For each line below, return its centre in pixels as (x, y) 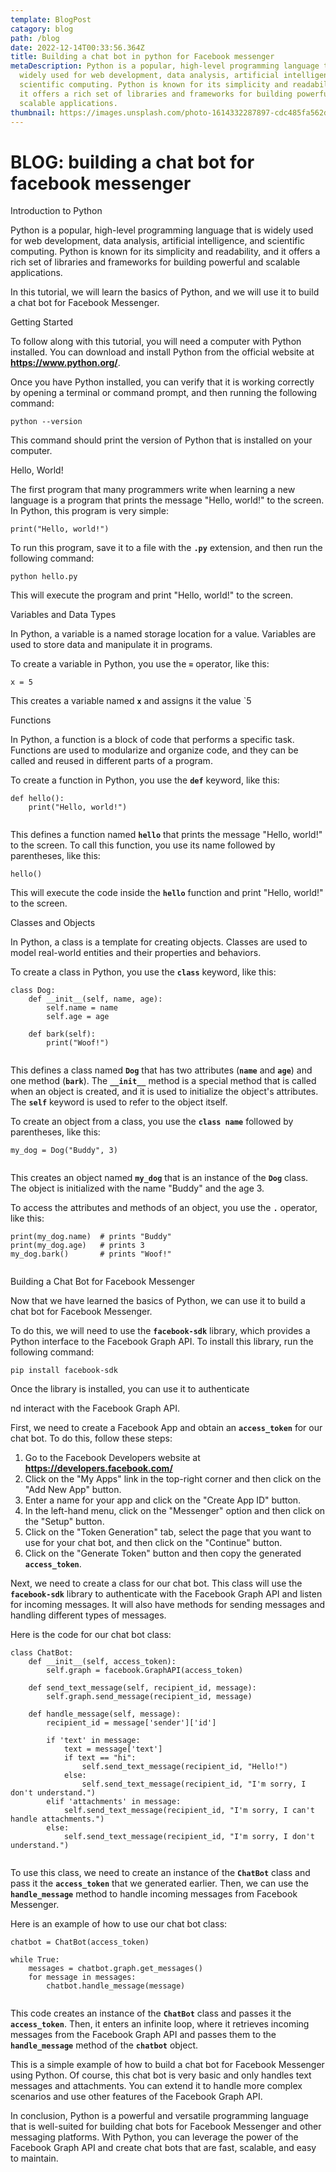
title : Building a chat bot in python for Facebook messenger (142, 57)
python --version (46, 422)
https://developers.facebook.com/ (98, 1468)
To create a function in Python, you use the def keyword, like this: (145, 780)
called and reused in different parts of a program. (111, 761)
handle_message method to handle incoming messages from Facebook (154, 1894)
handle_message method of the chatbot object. (104, 2045)
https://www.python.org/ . (65, 363)
